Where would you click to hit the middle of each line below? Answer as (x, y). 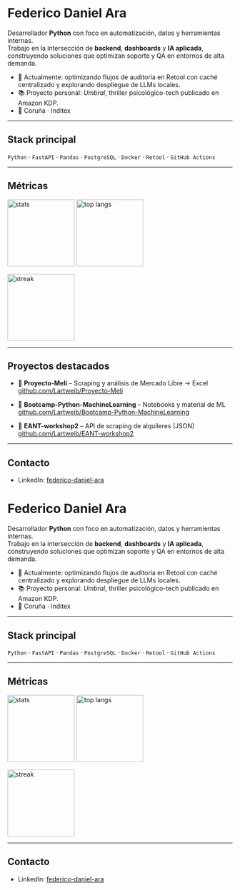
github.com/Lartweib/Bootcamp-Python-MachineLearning (103, 413)
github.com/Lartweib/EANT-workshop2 (76, 434)
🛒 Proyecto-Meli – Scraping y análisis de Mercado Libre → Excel (113, 383)
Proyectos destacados (59, 366)
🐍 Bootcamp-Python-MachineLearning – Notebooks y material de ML (122, 405)
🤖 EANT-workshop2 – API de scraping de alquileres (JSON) (106, 426)
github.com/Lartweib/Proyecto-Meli (70, 391)
